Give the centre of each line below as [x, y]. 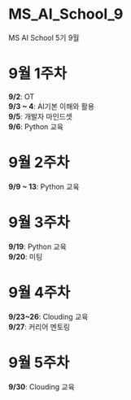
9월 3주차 [39, 222]
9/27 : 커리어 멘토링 [39, 327]
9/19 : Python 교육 [37, 246]
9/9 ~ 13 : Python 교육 [44, 186]
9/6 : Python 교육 [36, 126]
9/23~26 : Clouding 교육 [48, 316]
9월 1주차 [38, 74]
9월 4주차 [39, 292]
